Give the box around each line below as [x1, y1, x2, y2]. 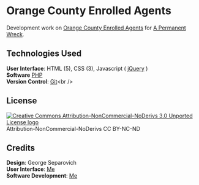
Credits [6, 143, 36, 153]
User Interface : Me [6, 165, 55, 173]
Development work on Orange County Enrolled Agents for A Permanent [6, 24, 187, 31]
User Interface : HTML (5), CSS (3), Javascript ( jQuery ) [6, 65, 148, 72]
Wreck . [6, 30, 24, 37]
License [6, 96, 37, 106]
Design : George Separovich [6, 159, 77, 167]
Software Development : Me [6, 172, 78, 179]
